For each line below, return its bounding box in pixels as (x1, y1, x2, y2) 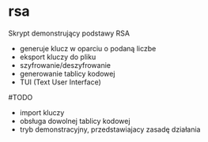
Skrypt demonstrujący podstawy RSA (8, 28, 130, 38)
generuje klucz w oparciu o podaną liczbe (19, 43, 157, 53)
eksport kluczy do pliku (19, 52, 96, 62)
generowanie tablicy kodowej (19, 69, 115, 78)
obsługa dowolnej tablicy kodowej (19, 116, 130, 125)
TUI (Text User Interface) (19, 77, 101, 87)
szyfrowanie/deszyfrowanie (19, 60, 111, 69)
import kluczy (19, 107, 65, 117)
